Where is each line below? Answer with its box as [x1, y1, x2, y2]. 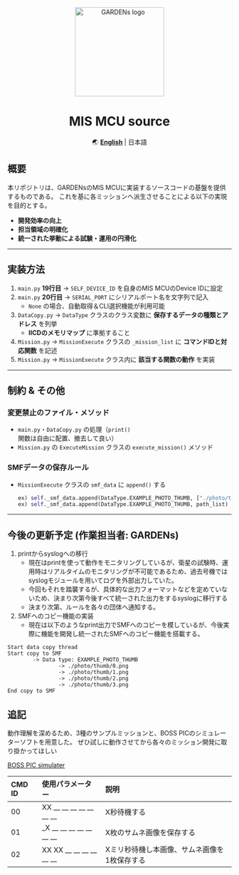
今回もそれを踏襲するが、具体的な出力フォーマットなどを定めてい [28, 585, 222, 594]
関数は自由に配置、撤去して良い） [17, 434, 118, 442]
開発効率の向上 [17, 216, 62, 224]
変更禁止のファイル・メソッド [7, 408, 110, 418]
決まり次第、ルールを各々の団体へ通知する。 [28, 603, 160, 611]
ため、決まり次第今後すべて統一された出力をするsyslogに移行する [34, 594, 228, 603]
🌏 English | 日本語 [92, 138, 147, 146]
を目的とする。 [7, 201, 51, 209]
